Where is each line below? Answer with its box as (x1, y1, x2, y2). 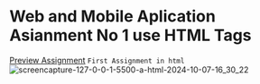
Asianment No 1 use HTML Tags (9, 25, 252, 46)
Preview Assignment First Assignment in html (9, 55, 185, 65)
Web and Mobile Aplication (9, 6, 217, 27)
